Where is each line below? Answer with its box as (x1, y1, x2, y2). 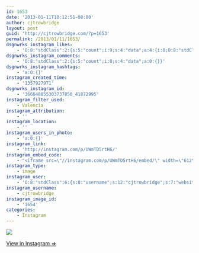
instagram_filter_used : (6, 97, 65, 103)
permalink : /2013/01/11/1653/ (6, 36, 81, 42)
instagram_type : (6, 163, 46, 169)
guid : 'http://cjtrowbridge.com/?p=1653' (6, 31, 110, 37)
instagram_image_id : (6, 196, 57, 202)
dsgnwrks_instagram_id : (6, 86, 65, 92)
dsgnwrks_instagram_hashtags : (6, 63, 81, 70)
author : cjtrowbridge (6, 20, 60, 25)
